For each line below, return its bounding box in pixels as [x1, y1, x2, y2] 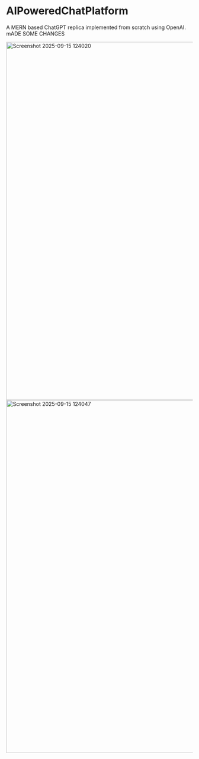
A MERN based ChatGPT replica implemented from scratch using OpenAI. [6, 24, 187, 31]
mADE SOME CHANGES [6, 30, 65, 37]
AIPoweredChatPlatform [6, 4, 129, 18]
